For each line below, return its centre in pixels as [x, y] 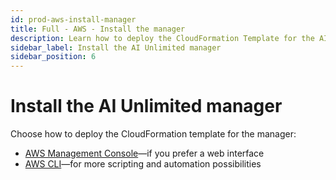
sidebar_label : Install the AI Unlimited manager [116, 47]
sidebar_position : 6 [53, 57]
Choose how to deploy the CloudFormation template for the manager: [153, 134]
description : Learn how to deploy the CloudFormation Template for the [162, 38]
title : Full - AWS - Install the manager [98, 29]
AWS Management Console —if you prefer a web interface [144, 153]
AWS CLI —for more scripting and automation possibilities [143, 164]
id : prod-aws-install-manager [73, 19]
